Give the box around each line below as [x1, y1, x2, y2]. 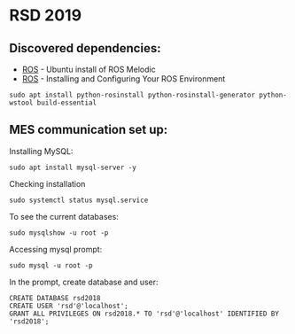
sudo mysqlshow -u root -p [9, 228, 109, 237]
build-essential [36, 98, 97, 107]
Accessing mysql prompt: [9, 244, 103, 254]
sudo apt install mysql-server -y [9, 163, 137, 172]
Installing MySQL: [9, 145, 74, 156]
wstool [9, 98, 34, 107]
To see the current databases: [9, 211, 120, 221]
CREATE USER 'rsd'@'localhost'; [9, 301, 128, 310]
